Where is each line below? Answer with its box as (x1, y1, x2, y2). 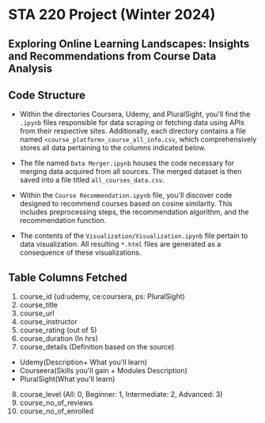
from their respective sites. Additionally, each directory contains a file (19, 127, 247, 136)
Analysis (8, 62, 53, 75)
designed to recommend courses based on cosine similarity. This (19, 199, 233, 209)
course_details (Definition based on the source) (19, 342, 175, 352)
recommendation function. (19, 216, 107, 225)
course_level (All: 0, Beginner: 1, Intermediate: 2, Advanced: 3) (19, 390, 223, 399)
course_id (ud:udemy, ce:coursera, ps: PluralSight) (19, 292, 186, 301)
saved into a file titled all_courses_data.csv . (19, 176, 165, 185)
